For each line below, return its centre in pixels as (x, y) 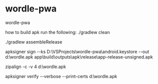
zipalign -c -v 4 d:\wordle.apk (36, 66)
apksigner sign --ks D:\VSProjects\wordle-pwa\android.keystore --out (77, 51)
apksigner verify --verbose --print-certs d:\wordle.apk (61, 76)
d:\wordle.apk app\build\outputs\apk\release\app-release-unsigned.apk (79, 57)
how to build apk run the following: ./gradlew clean (58, 32)
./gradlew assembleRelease (34, 42)
